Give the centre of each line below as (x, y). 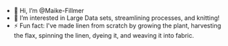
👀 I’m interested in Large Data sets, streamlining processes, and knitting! (116, 18)
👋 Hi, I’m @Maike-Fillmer (49, 11)
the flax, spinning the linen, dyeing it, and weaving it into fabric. (104, 35)
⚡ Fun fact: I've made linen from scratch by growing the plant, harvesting (117, 25)
